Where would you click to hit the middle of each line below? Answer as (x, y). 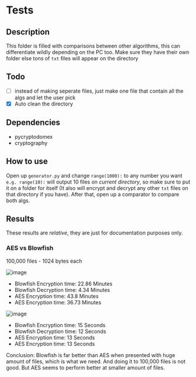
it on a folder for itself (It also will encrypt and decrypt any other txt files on (97, 188)
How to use (27, 162)
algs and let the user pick (45, 97)
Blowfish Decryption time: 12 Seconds (60, 331)
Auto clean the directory (44, 104)
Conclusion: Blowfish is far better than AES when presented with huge (91, 355)
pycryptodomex (34, 137)
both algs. (18, 201)
